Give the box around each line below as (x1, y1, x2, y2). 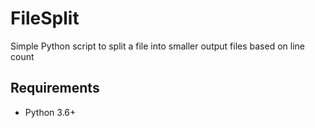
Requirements (10, 80, 100, 97)
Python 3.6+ (24, 106, 77, 118)
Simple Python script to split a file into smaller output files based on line (10, 40, 305, 52)
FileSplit (10, 7, 80, 30)
